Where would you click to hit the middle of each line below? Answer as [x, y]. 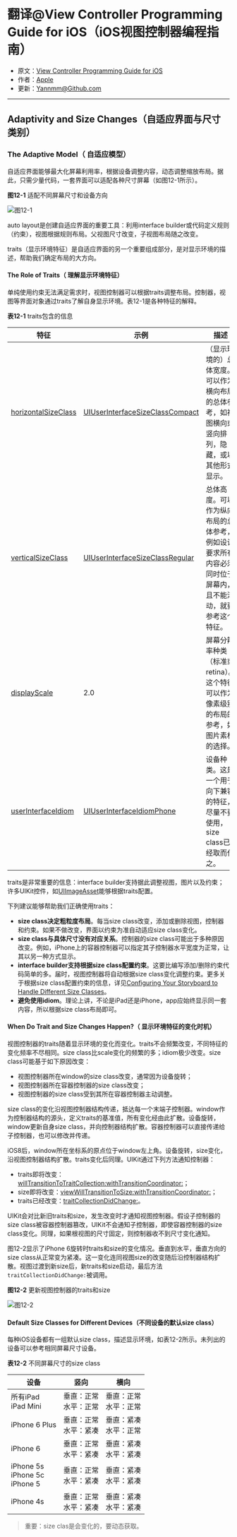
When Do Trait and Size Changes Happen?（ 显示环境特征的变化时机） [112, 1027]
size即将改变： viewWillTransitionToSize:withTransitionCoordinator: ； [117, 1192]
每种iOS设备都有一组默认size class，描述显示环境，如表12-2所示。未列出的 [116, 1339]
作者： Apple [36, 79]
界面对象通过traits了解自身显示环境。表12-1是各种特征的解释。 [110, 301]
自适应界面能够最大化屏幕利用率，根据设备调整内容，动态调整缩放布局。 [112, 171]
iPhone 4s [28, 1502]
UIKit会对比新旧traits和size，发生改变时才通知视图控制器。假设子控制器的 [114, 1216]
